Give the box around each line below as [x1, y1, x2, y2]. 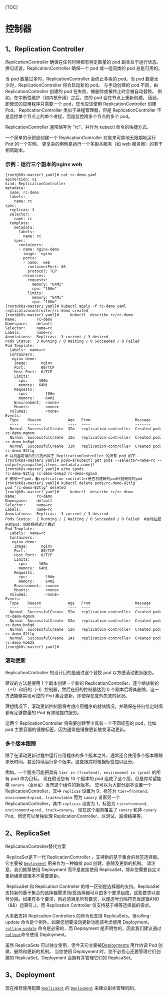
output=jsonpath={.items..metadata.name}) [5, 462, 95, 467]
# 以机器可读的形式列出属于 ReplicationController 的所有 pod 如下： [5, 454, 139, 459]
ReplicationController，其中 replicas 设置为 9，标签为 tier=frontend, [5, 788, 149, 794]
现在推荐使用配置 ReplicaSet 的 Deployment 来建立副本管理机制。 [5, 985, 138, 991]
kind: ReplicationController [5, 181, 66, 187]
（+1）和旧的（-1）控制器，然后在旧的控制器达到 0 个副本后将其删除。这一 [5, 686, 159, 692]
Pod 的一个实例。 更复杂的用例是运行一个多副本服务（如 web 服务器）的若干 [5, 141, 163, 147]
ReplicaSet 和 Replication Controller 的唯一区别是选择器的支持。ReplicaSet [6, 883, 160, 889]
